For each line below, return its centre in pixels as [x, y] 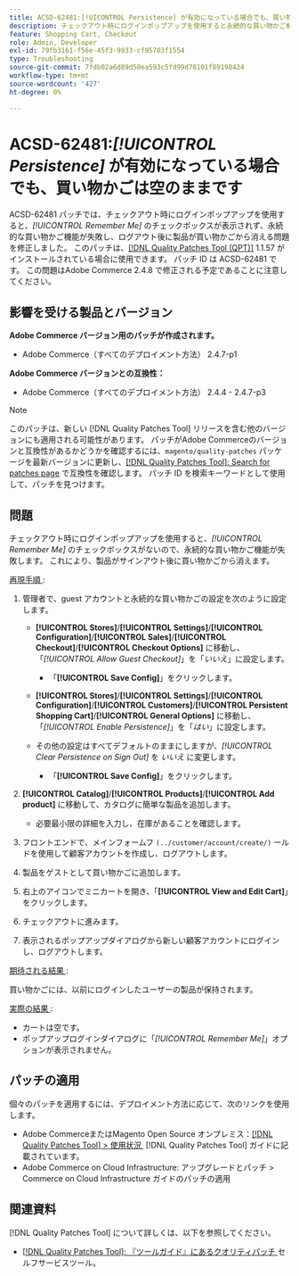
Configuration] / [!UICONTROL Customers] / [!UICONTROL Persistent [162, 705]
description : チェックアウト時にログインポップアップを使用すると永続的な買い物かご [148, 26]
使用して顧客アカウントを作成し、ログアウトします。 [135, 854]
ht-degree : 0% [36, 92]
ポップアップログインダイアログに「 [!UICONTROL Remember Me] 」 [147, 1039]
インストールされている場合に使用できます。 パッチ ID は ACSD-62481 [138, 259]
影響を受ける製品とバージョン [91, 312]
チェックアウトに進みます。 [73, 922]
